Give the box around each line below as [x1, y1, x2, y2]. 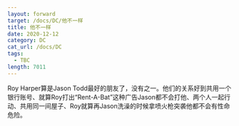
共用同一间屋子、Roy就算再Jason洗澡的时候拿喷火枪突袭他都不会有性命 [19, 101, 230, 110]
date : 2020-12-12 [7, 30, 59, 38]
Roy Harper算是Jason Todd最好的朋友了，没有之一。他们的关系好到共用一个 [7, 83, 232, 93]
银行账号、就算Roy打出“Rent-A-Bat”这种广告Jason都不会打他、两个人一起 [7, 93, 225, 101]
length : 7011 [7, 63, 46, 70]
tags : [7, 51, 24, 58]
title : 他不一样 [7, 23, 51, 31]
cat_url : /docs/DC [7, 43, 62, 51]
